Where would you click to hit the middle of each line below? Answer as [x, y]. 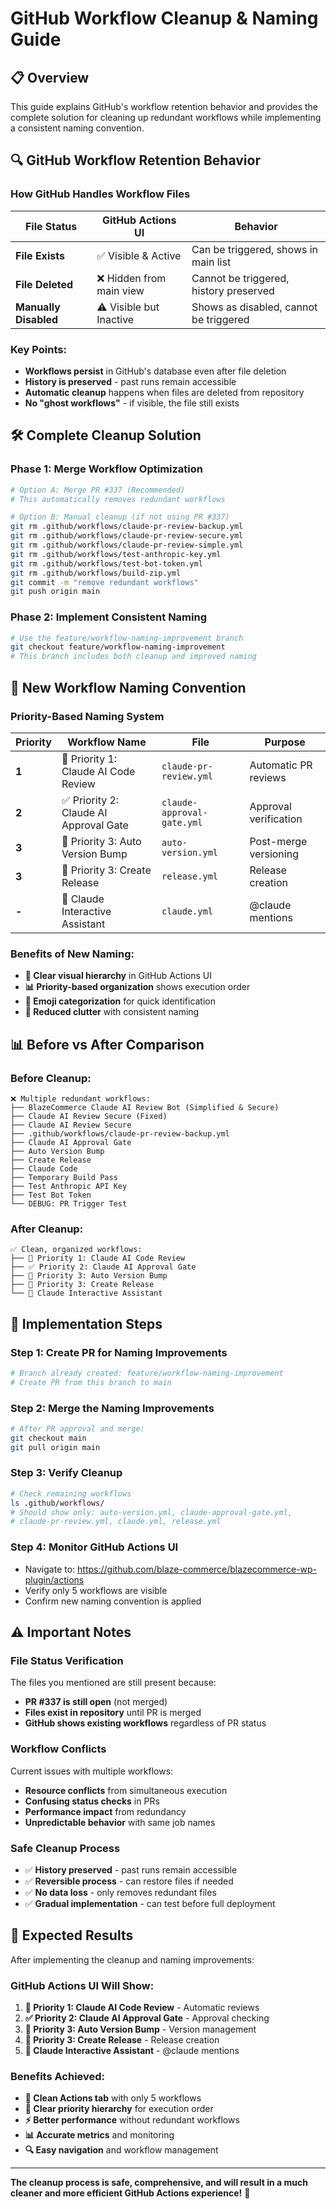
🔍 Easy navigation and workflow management [121, 2150]
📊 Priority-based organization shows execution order [137, 987]
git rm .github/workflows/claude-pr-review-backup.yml [127, 527]
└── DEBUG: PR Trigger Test [69, 1203]
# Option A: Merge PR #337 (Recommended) [98, 490]
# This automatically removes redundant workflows [118, 499]
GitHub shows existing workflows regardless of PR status [145, 1723]
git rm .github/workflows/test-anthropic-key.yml [116, 554]
